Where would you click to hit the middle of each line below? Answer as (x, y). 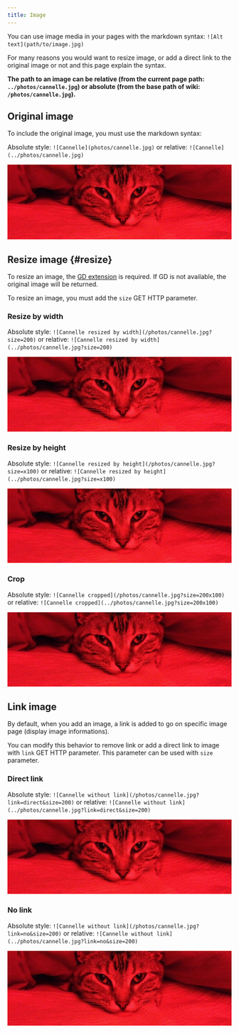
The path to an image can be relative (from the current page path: (106, 79)
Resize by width (36, 316)
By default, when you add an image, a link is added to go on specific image (117, 724)
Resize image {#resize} (60, 259)
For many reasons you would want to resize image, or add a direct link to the (119, 58)
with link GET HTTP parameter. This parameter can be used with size (110, 753)
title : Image (27, 15)
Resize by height (37, 448)
